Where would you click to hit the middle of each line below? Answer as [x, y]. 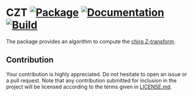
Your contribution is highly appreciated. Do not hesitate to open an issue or [97, 74]
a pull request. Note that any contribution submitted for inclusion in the [92, 80]
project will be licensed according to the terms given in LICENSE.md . [89, 87]
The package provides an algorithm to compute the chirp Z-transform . [91, 41]
